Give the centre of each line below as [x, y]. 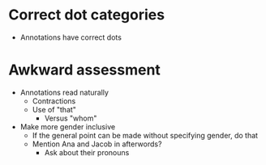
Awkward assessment [84, 70]
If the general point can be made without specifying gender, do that [145, 135]
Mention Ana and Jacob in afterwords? [97, 144]
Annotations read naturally [64, 92]
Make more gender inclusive [68, 126]
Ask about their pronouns [87, 152]
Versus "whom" [71, 118]
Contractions [54, 101]
